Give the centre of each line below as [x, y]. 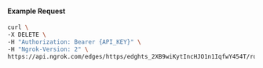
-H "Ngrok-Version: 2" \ [48, 49]
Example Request [37, 11]
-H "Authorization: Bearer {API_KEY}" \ [75, 42]
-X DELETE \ [27, 35]
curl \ [18, 27]
